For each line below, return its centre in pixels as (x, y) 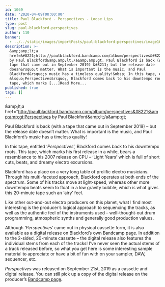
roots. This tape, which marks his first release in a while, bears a (70, 152)
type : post (16, 23)
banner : (13, 38)
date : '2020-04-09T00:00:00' (35, 14)
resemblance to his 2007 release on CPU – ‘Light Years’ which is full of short (82, 157)
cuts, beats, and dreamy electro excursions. (50, 162)
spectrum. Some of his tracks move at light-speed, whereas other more (77, 182)
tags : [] (14, 92)
